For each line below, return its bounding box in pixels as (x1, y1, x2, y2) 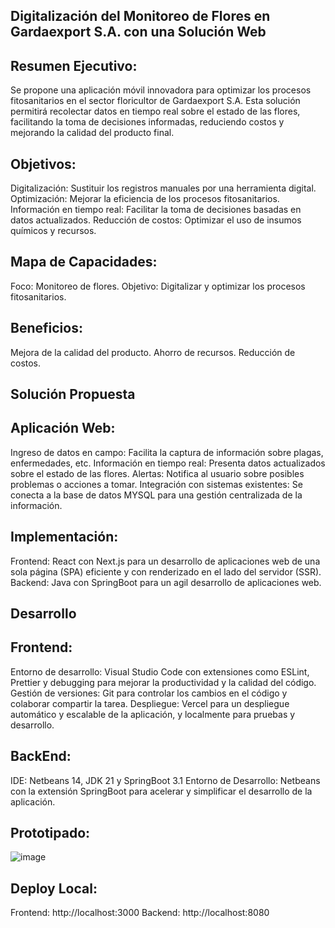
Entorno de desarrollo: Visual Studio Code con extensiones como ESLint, (10, 665, 310, 678)
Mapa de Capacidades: (10, 254, 158, 271)
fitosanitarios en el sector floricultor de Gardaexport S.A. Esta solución (10, 95, 301, 107)
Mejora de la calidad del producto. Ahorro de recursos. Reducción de (10, 346, 296, 358)
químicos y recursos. (10, 225, 97, 237)
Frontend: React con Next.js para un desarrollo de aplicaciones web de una (10, 555, 321, 567)
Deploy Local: (10, 880, 98, 897)
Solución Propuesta (10, 386, 136, 403)
